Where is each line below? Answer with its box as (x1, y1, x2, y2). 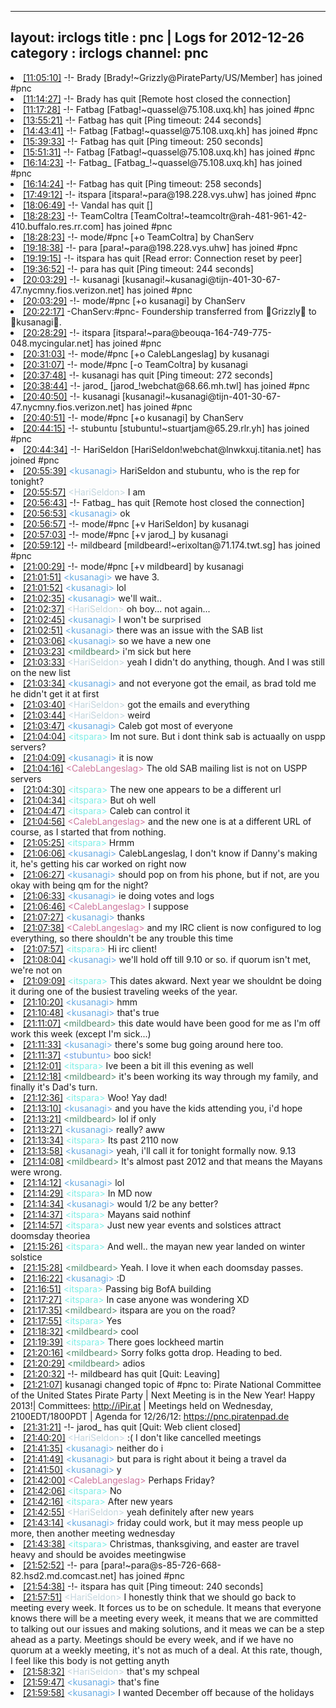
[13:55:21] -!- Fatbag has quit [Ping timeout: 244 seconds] (23, 114, 262, 126)
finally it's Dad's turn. (10, 1081, 98, 1093)
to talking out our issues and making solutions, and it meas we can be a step (10, 1622, 325, 1635)
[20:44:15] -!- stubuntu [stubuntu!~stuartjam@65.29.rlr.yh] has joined (23, 422, 310, 434)
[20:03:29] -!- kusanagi (23, 273, 120, 285)
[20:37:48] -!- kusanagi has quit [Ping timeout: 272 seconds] (23, 369, 273, 381)
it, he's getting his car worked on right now (10, 857, 187, 870)
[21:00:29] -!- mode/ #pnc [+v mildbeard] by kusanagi (23, 560, 244, 572)
